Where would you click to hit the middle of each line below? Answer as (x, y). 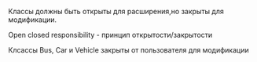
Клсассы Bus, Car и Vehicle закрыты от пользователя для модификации (128, 50)
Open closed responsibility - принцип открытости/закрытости (110, 35)
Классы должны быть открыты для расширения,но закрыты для (116, 11)
